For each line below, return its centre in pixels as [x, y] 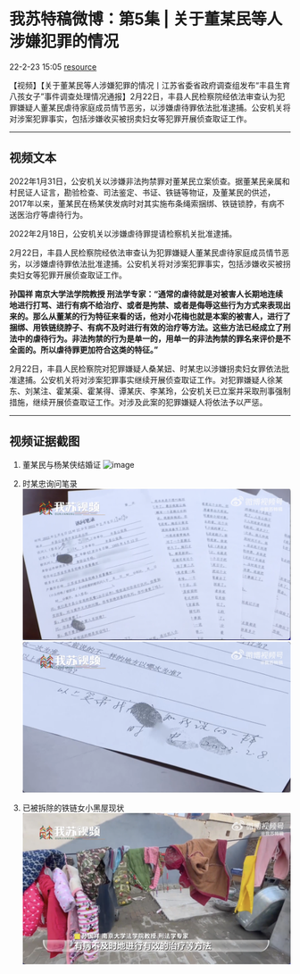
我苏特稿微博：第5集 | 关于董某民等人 [146, 19]
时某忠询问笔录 [50, 483]
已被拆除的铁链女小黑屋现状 [73, 808]
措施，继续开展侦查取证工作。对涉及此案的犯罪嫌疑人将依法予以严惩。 [138, 402]
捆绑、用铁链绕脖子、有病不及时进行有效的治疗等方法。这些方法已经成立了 [146, 327]
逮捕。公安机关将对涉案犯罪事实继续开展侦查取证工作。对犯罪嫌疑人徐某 [150, 379]
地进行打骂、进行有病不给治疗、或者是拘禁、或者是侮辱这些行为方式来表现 [146, 304]
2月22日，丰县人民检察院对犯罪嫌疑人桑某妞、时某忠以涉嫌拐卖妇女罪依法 [146, 369]
